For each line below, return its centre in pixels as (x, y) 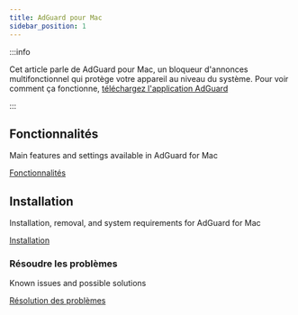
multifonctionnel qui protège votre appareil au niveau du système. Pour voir (149, 78)
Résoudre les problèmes (64, 264)
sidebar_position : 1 (48, 26)
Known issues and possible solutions (78, 283)
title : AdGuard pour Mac (56, 18)
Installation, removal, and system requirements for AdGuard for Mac (135, 223)
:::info (20, 51)
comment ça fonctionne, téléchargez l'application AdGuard (119, 88)
